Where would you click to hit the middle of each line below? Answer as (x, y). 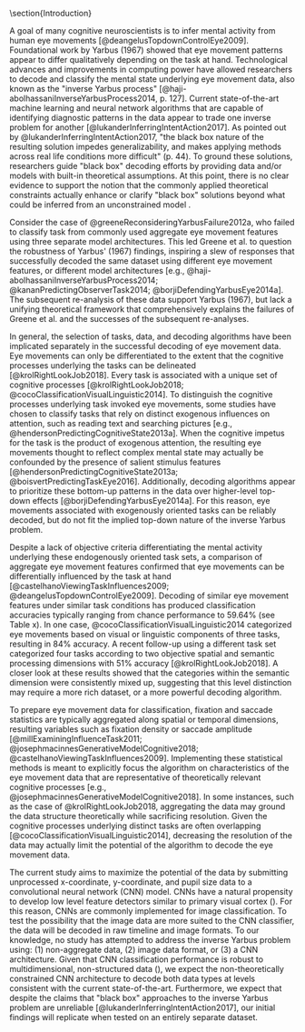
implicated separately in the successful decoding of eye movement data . (145, 346)
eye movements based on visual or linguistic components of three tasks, (145, 634)
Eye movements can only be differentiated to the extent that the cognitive (147, 356)
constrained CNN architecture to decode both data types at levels (133, 978)
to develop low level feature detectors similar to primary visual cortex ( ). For (151, 901)
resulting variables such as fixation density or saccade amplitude (131, 729)
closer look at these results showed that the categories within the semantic (150, 673)
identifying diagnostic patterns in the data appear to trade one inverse (140, 118)
